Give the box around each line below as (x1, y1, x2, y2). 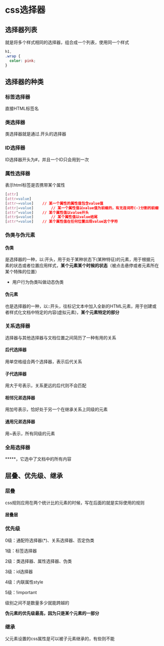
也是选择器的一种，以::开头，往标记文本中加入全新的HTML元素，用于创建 (5, 303, 153, 309)
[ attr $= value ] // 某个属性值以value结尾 (5, 215, 98, 219)
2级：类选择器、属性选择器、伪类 (5, 558, 72, 564)
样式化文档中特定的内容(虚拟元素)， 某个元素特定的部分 (9, 309, 120, 315)
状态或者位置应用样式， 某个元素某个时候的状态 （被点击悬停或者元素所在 (13, 263, 159, 268)
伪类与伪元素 (5, 232, 36, 239)
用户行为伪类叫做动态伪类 (12, 279, 64, 285)
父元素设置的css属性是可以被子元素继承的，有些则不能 (5, 635, 115, 642)
